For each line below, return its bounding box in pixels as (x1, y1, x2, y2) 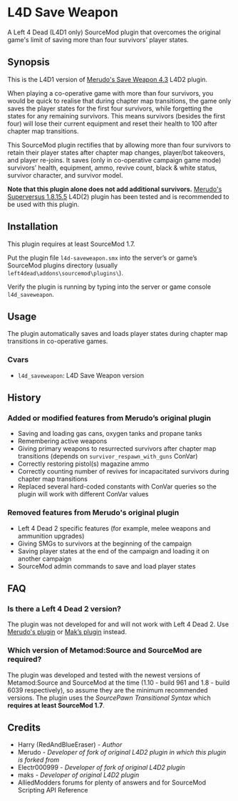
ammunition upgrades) (17, 531, 85, 540)
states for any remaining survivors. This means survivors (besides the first (7, 111, 226, 120)
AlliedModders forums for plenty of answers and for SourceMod (17, 778, 207, 787)
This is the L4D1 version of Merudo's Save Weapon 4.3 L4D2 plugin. (7, 75, 208, 83)
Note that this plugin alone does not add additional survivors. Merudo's (7, 185, 222, 193)
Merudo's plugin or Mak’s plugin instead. (7, 628, 127, 636)
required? (7, 654, 42, 664)
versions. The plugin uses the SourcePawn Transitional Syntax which (7, 693, 212, 702)
